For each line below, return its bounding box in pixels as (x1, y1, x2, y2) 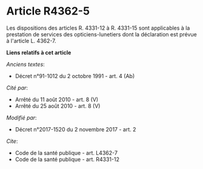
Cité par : (6, 84, 28, 91)
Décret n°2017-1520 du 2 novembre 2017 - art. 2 (15, 125, 136, 133)
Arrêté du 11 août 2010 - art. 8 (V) (15, 96, 99, 103)
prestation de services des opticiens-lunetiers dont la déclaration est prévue (6, 30, 197, 38)
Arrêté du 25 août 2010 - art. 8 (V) (15, 102, 101, 110)
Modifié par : (6, 114, 38, 121)
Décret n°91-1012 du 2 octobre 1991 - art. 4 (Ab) (15, 72, 135, 79)
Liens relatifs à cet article (6, 48, 72, 56)
